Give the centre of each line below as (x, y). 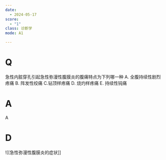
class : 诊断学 (19, 29)
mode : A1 (14, 33)
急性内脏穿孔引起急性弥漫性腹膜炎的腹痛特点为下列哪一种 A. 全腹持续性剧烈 (83, 77)
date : (11, 10)
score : (12, 19)
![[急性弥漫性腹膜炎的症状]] (33, 152)
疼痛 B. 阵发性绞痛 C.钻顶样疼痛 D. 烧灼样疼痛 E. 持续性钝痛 (66, 83)
